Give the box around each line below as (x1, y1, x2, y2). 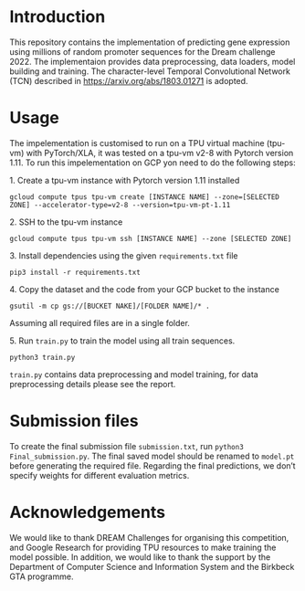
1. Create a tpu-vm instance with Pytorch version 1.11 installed (9, 174, 240, 185)
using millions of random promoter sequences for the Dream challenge (9, 46, 276, 57)
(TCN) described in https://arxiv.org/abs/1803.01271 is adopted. (9, 75, 248, 86)
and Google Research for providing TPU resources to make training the (9, 542, 277, 553)
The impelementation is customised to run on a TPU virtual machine (9, 137, 265, 148)
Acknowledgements (9, 502, 166, 522)
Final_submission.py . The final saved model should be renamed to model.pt (9, 450, 295, 461)
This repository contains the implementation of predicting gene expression (9, 37, 290, 47)
